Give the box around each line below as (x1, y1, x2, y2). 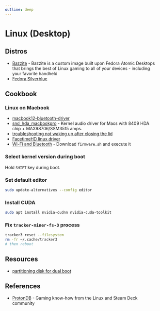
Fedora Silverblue (12, 76, 48, 82)
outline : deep (5, 7, 34, 12)
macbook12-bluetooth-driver (12, 115, 70, 121)
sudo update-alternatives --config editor (5, 188, 92, 192)
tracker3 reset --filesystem (5, 233, 64, 238)
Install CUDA (5, 199, 35, 206)
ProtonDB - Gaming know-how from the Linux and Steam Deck (12, 295, 138, 301)
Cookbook (5, 90, 37, 98)
